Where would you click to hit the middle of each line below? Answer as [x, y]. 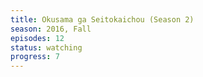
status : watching [46, 47]
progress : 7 [35, 57]
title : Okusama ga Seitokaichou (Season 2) [102, 19]
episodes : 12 [37, 38]
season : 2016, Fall [51, 29]
